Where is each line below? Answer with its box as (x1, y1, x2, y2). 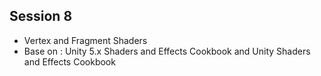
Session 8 (9, 8, 73, 25)
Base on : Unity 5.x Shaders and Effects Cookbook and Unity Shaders (23, 45, 311, 57)
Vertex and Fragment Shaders (23, 34, 148, 46)
